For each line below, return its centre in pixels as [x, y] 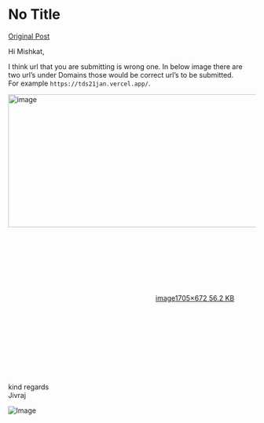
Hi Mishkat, [26, 51]
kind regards [29, 387]
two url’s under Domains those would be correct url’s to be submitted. [121, 75]
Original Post [29, 36]
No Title [35, 15]
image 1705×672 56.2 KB [195, 298]
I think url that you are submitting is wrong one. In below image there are [125, 66]
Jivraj [17, 395]
